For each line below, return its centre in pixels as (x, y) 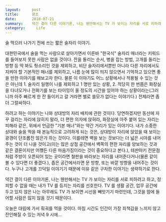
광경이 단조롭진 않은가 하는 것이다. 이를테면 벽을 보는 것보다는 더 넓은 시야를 (79, 138)
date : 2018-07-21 (30, 19)
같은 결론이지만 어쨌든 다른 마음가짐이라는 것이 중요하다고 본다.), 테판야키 (76, 150)
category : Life (25, 28)
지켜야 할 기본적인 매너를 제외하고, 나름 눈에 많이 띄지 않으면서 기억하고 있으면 (81, 72)
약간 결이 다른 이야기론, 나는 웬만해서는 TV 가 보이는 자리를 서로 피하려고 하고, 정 (83, 179)
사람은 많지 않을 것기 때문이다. (43, 198)
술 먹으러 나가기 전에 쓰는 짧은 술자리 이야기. (48, 43)
